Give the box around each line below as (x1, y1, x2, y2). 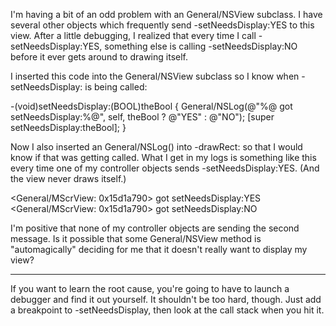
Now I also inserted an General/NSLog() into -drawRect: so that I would (10, 141, 303, 153)
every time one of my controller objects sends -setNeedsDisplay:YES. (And (10, 162, 320, 174)
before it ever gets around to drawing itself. (10, 51, 188, 63)
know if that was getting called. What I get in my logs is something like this (10, 152, 317, 163)
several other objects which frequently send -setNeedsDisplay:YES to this (10, 19, 315, 31)
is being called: (84, 81, 148, 93)
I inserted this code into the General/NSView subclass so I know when (10, 70, 300, 82)
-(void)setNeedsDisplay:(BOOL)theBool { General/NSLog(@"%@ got (10, 100, 293, 112)
